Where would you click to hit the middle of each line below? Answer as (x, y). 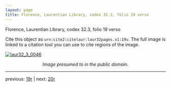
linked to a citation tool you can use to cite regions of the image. (73, 44)
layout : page (19, 10)
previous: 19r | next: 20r (30, 79)
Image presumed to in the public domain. (85, 64)
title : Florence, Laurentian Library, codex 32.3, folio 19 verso (77, 15)
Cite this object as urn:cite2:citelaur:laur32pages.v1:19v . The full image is (85, 39)
